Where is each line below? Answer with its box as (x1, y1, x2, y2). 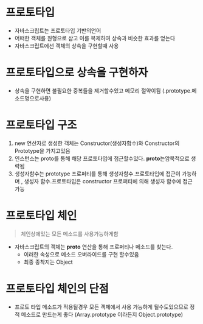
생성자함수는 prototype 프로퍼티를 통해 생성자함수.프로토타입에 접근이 (14, 170, 181, 177)
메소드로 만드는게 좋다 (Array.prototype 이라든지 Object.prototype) (21, 311, 184, 318)
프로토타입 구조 (5, 118, 77, 132)
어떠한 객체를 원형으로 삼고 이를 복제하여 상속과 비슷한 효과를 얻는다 (14, 34, 176, 41)
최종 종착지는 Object (23, 258, 74, 266)
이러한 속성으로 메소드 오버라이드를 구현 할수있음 (23, 250, 139, 258)
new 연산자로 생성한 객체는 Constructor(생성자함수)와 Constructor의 (14, 139, 180, 147)
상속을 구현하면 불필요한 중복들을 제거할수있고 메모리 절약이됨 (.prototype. (14, 86, 192, 94)
